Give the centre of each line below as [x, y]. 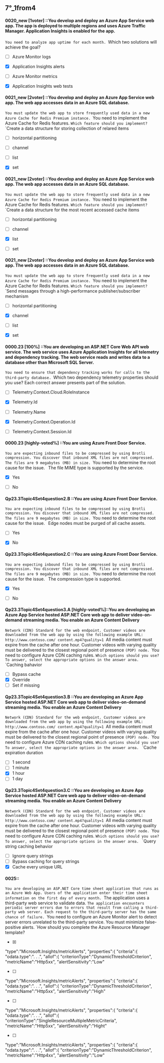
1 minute [21, 768]
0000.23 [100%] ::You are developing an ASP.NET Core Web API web [77, 346]
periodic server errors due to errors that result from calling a [74, 908]
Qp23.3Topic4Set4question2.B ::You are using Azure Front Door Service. [81, 498]
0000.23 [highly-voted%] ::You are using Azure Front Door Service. [76, 443]
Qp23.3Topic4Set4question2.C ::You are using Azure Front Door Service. [81, 554]
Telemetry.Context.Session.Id [42, 431]
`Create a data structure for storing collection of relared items [67, 128]
